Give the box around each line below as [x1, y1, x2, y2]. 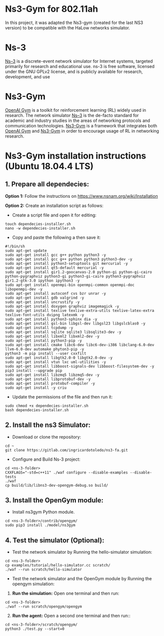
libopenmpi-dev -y [5, 286, 43, 292]
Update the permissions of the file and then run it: [12, 394, 113, 400]
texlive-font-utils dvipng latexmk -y [5, 312, 84, 317]
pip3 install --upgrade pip [5, 368, 63, 373]
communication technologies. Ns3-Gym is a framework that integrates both [5, 122, 158, 128]
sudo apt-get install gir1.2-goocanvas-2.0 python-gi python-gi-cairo [5, 269, 152, 275]
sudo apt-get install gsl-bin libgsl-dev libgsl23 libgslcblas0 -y [5, 321, 146, 326]
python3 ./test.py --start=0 [5, 627, 65, 632]
